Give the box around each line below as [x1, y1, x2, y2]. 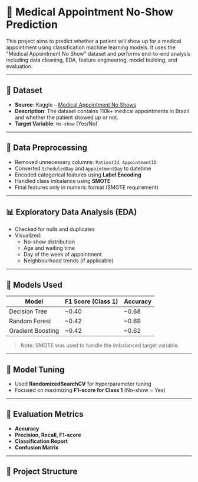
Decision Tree [9, 307, 48, 316]
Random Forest [9, 317, 51, 325]
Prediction [6, 18, 58, 31]
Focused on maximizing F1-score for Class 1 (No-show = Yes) [14, 387, 166, 393]
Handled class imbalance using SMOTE [14, 177, 111, 184]
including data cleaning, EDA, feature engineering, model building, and [6, 56, 178, 63]
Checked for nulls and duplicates [14, 226, 95, 233]
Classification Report [14, 438, 68, 445]
